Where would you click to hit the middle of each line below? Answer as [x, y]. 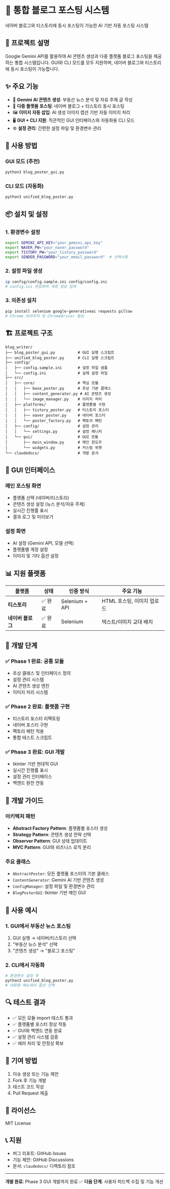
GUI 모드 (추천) [23, 161]
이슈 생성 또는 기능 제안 [36, 1074]
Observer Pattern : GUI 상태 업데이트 [50, 841]
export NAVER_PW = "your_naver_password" [47, 247]
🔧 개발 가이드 [25, 801]
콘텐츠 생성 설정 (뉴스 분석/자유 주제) [49, 504]
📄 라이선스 [21, 1111]
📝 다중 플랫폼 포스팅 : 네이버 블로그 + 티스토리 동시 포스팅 [69, 106]
